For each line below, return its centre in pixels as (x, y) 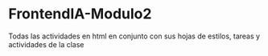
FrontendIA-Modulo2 (80, 14)
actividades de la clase (46, 44)
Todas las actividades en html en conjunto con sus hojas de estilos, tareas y (134, 36)
